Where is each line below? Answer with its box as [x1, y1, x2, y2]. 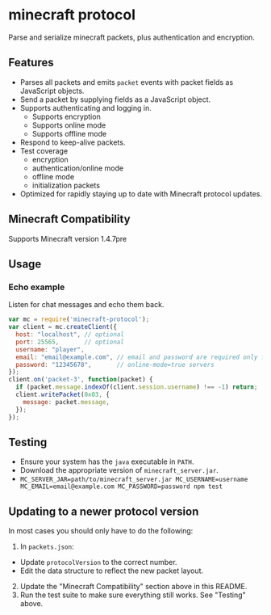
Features [8, 56, 54, 70]
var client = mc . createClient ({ [8, 323, 117, 331]
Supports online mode [31, 120, 106, 130]
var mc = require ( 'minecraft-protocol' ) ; [8, 315, 150, 324]
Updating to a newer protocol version [8, 504, 199, 518]
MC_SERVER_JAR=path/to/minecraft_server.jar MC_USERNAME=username [19, 475, 248, 484]
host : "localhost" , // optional [15, 331, 125, 339]
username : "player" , [15, 345, 85, 353]
